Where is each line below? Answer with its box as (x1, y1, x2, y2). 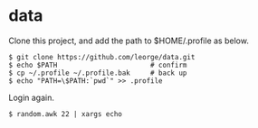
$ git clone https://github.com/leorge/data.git (8, 52, 196, 61)
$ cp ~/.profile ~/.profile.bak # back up (8, 69, 187, 78)
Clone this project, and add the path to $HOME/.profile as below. (8, 35, 250, 46)
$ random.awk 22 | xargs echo (8, 109, 123, 118)
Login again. (8, 92, 55, 103)
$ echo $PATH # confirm (8, 60, 187, 69)
